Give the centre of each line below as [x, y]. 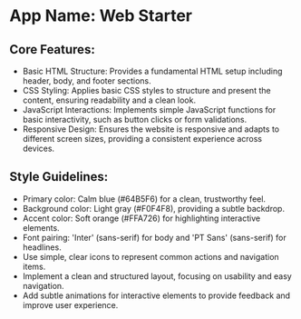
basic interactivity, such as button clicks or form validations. [135, 120]
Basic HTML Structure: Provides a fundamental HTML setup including [152, 71]
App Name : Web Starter [101, 16]
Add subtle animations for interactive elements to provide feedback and [156, 295]
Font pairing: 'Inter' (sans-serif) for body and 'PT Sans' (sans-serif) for [155, 237]
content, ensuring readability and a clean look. [109, 100]
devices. [39, 148]
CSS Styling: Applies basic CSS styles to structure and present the [146, 90]
